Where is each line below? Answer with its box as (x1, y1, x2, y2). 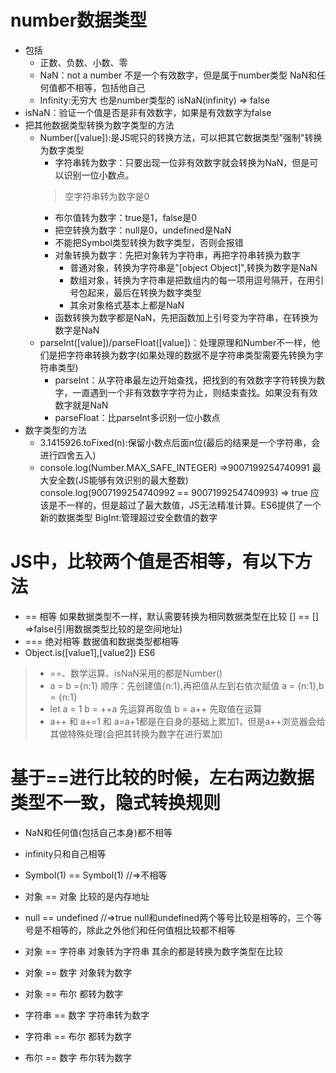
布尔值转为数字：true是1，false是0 (54, 211, 197, 223)
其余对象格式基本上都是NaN (69, 299, 185, 311)
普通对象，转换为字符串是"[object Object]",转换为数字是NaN (69, 261, 318, 273)
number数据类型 (10, 9, 148, 32)
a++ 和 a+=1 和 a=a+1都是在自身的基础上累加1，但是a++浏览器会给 (49, 715, 326, 727)
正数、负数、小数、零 (39, 56, 128, 68)
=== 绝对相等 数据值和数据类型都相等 (24, 635, 180, 647)
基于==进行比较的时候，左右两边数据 (10, 767, 315, 790)
